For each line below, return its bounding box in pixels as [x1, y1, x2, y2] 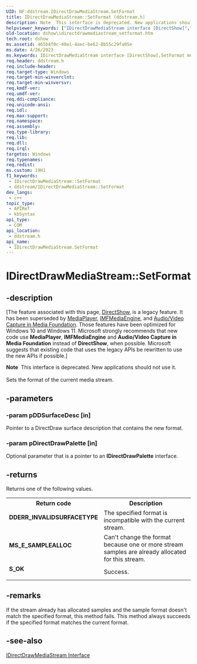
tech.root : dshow [6, 36, 49, 42]
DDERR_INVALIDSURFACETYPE [9, 513, 98, 521]
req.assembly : [6, 124, 41, 130]
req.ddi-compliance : [6, 96, 57, 102]
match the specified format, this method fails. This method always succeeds [6, 612, 191, 619]
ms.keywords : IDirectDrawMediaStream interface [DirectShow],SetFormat [6, 52, 185, 58]
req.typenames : [6, 157, 43, 163]
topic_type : [6, 200, 35, 206]
